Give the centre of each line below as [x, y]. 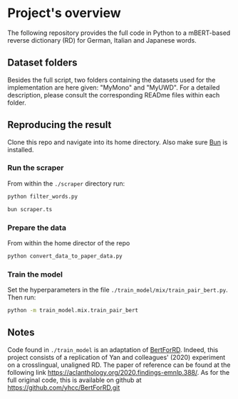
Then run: [22, 297]
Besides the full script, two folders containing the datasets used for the [112, 80]
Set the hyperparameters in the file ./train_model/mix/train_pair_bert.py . [118, 290]
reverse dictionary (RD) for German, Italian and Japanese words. [102, 40]
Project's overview [64, 13]
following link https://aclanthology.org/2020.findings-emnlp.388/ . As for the [119, 372]
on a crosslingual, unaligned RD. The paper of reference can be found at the [119, 365]
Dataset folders [42, 63]
